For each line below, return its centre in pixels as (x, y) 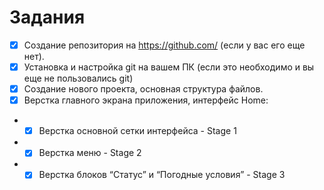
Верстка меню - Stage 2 (90, 153)
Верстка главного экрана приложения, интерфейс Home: (146, 100)
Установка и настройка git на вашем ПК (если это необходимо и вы (169, 67)
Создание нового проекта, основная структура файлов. (143, 89)
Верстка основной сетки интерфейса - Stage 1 (137, 131)
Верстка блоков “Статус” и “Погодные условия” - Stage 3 (162, 175)
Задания (47, 17)
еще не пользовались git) (78, 78)
